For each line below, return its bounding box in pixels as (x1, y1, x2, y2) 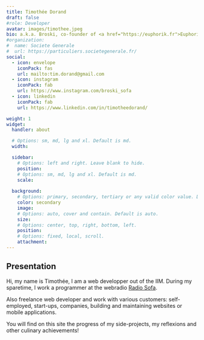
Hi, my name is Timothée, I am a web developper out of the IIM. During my (6, 277, 192, 285)
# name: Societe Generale (6, 43, 75, 49)
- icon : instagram (12, 76, 59, 82)
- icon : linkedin (12, 93, 56, 99)
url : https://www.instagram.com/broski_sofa (17, 88, 132, 94)
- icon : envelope (12, 59, 56, 65)
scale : (17, 177, 34, 183)
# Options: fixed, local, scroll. (17, 233, 104, 239)
